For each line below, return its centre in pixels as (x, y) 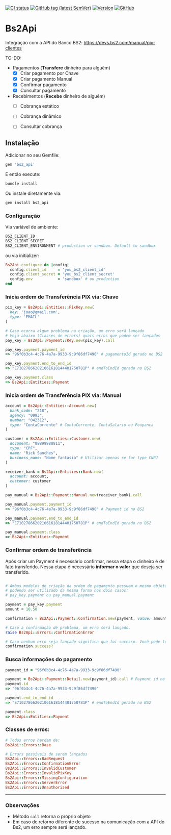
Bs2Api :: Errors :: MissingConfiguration (46, 778)
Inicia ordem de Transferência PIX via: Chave (62, 297)
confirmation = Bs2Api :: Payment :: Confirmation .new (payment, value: (78, 618)
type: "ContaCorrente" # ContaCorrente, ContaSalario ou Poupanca (82, 425)
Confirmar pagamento (44, 85)
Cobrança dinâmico (41, 116)
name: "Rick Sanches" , (34, 453)
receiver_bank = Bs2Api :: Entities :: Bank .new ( (54, 472)
